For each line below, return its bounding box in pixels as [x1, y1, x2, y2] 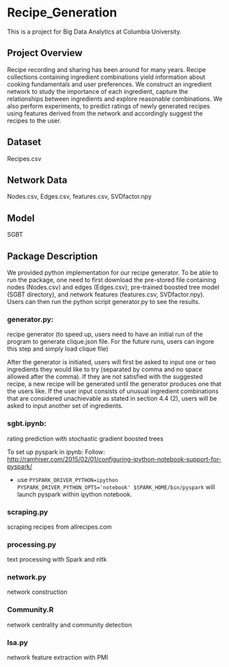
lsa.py [7, 638, 29, 647]
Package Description [7, 250, 98, 262]
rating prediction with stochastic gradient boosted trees [7, 434, 164, 442]
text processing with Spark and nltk [7, 555, 107, 564]
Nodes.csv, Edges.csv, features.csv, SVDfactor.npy [7, 192, 152, 201]
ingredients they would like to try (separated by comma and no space [7, 365, 203, 374]
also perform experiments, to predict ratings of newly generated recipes [7, 101, 211, 110]
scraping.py [7, 507, 49, 516]
